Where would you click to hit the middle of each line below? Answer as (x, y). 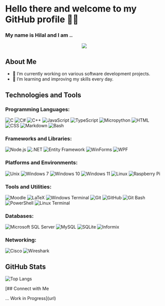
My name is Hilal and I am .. (39, 35)
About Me (21, 62)
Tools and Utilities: (28, 187)
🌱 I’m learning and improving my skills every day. (63, 79)
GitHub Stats (26, 266)
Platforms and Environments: (41, 163)
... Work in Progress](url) (31, 298)
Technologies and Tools (43, 95)
